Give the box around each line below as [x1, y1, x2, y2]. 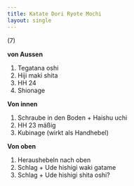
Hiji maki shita [17, 71, 58, 80]
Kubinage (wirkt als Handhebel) [17, 128, 109, 137]
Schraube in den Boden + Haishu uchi [17, 113, 128, 122]
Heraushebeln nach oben [17, 156, 91, 164]
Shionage [17, 86, 46, 94]
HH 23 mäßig [17, 120, 56, 129]
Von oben [7, 142, 36, 150]
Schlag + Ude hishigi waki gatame [17, 163, 116, 171]
